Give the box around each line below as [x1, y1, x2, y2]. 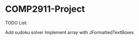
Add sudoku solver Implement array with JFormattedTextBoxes [5, 29, 134, 35]
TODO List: [5, 20, 28, 26]
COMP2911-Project [5, 3, 85, 15]
